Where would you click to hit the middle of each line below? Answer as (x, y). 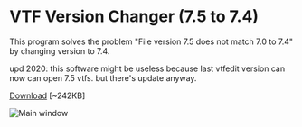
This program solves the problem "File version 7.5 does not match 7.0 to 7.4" (151, 41)
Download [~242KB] (47, 95)
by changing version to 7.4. (60, 50)
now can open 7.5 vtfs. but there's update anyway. (103, 77)
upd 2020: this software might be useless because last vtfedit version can (147, 68)
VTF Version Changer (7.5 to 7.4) (134, 17)
